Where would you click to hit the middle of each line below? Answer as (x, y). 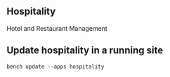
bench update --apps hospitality (55, 66)
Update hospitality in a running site (85, 51)
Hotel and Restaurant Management (57, 28)
